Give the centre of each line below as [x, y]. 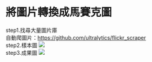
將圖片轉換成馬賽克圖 [59, 12]
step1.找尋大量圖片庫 [31, 30]
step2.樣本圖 [21, 45]
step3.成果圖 [21, 52]
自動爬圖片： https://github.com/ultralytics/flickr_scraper [76, 37]
